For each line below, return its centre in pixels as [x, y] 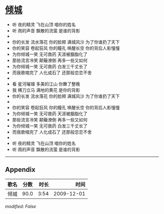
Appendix [20, 170]
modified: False [21, 206]
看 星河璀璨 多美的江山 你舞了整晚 [46, 84]
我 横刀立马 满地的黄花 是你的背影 [46, 90]
